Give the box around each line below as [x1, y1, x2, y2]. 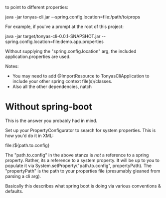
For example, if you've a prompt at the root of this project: [5, 23, 124, 29]
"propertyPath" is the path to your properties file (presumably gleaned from [5, 167, 161, 174]
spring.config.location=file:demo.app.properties [5, 38, 104, 44]
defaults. [5, 188, 23, 194]
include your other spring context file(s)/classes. [12, 78, 113, 84]
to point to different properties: [5, 4, 69, 10]
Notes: [5, 63, 19, 69]
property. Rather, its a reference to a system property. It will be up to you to [5, 157, 160, 163]
